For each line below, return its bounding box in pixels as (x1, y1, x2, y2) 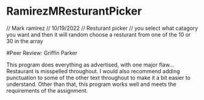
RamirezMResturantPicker (6, 4, 142, 18)
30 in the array (6, 37, 44, 45)
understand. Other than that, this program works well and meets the (6, 80, 177, 88)
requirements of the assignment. (6, 87, 88, 94)
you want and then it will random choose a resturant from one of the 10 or (6, 30, 191, 38)
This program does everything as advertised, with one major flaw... (6, 61, 175, 68)
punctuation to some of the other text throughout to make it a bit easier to (6, 74, 191, 81)
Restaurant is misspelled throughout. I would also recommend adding (6, 67, 180, 74)
